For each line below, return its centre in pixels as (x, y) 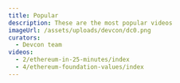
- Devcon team (39, 45)
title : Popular (33, 15)
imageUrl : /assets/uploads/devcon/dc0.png (80, 30)
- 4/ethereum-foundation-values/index (80, 67)
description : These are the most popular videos (90, 23)
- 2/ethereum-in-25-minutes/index (72, 60)
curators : (25, 38)
